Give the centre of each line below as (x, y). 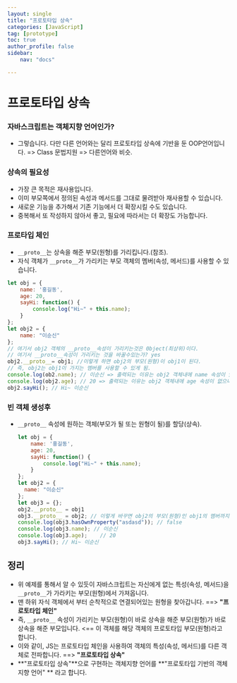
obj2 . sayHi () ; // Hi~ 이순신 (48, 388)
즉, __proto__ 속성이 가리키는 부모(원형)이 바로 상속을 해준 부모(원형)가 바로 (122, 619)
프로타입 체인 (28, 235)
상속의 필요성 (28, 172)
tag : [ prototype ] (33, 33)
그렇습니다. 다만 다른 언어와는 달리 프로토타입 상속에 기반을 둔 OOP (110, 143)
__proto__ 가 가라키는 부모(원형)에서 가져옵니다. (83, 593)
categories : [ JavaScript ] (45, 27)
